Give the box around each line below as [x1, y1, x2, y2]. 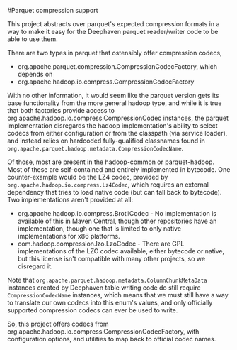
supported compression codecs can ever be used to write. [7, 306, 178, 315]
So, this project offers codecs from [7, 319, 109, 328]
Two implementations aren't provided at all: [7, 195, 133, 204]
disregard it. [17, 262, 53, 270]
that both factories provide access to [7, 106, 115, 114]
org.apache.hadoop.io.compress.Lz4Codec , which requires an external [7, 180, 209, 189]
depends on [17, 70, 53, 78]
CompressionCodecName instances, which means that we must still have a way [7, 291, 229, 299]
